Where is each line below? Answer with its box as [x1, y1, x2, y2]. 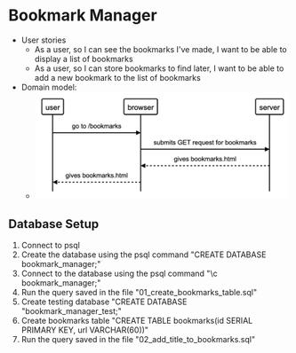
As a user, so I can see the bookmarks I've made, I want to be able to [34, 43, 287, 54]
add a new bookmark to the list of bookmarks [34, 72, 201, 82]
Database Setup [8, 216, 100, 231]
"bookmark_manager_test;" [20, 306, 122, 317]
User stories [20, 35, 67, 45]
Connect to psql [20, 240, 81, 251]
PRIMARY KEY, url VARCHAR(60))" [20, 325, 148, 335]
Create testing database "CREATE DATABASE [20, 296, 188, 307]
